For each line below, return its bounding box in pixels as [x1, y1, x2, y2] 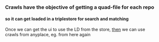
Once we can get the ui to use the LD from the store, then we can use [5, 27, 145, 32]
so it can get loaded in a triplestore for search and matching [5, 16, 129, 22]
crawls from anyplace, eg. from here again [5, 32, 91, 38]
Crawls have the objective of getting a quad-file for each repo [5, 4, 155, 11]
